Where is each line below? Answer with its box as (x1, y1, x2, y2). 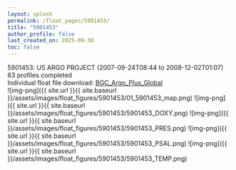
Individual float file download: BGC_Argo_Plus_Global (7, 79, 163, 86)
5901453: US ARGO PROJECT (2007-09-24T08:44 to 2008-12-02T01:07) (7, 64, 224, 71)
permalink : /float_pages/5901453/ (7, 17, 111, 24)
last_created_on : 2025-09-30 (7, 37, 94, 44)
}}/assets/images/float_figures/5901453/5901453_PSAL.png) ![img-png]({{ (7, 139, 227, 147)
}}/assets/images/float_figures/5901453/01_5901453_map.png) (7, 94, 193, 102)
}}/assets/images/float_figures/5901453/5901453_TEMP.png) (7, 154, 188, 163)
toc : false (7, 44, 40, 51)
